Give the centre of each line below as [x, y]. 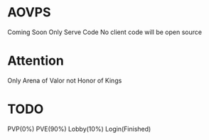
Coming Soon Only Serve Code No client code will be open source [105, 32]
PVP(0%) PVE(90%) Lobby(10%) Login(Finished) [79, 129]
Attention [36, 61]
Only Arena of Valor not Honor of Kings [65, 80]
